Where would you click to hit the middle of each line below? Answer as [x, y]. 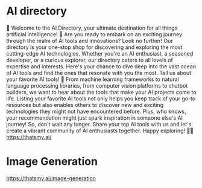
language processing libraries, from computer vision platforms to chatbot [97, 85]
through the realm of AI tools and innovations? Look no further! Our [90, 41]
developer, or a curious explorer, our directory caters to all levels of [90, 60]
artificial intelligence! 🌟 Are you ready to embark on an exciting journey [94, 34]
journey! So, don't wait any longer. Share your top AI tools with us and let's [99, 124]
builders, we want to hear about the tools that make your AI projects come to [101, 92]
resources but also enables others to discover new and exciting [85, 105]
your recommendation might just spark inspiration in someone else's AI [94, 118]
